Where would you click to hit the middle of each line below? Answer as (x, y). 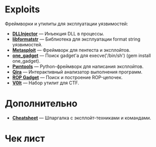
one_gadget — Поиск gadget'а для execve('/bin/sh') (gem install (81, 56)
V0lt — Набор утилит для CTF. (46, 83)
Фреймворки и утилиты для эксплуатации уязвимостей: (66, 24)
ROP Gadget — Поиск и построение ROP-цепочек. (67, 77)
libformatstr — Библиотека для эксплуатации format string (76, 39)
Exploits (22, 10)
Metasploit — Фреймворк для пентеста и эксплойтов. (71, 50)
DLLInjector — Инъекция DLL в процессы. (58, 33)
